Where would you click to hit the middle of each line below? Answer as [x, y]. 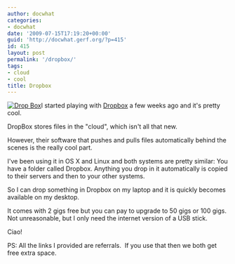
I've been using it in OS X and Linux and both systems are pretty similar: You [117, 161]
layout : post [26, 53]
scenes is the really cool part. [50, 147]
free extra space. [32, 253]
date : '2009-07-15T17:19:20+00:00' [59, 33]
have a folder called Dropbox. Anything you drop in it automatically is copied [117, 169]
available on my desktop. [43, 197]
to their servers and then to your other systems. [76, 176]
